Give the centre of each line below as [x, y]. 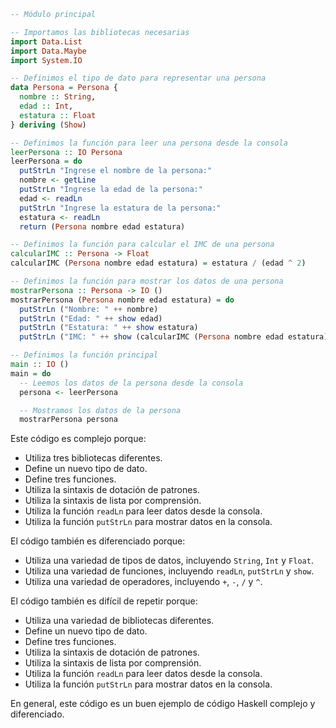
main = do [31, 373]
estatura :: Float [58, 115]
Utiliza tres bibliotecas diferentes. [93, 458]
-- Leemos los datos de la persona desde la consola [131, 383]
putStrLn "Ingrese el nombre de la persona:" [116, 171]
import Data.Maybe [48, 51]
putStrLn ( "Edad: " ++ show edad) [91, 318]
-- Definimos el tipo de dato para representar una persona [138, 78]
